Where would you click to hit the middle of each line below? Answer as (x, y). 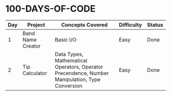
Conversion (68, 85)
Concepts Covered (84, 25)
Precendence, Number (82, 73)
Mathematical (71, 60)
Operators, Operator (79, 67)
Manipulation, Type (78, 79)
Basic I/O (66, 39)
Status (155, 25)
